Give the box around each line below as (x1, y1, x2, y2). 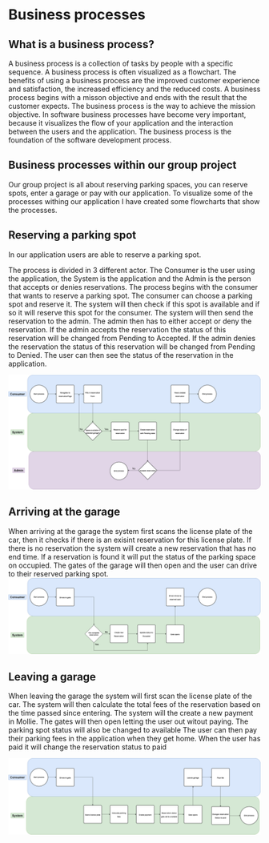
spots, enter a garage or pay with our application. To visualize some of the (8, 188, 254, 198)
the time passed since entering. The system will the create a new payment (8, 709, 254, 718)
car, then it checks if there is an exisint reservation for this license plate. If (8, 535, 252, 544)
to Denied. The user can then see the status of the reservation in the (8, 350, 234, 359)
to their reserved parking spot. (8, 568, 109, 578)
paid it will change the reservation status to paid (8, 742, 167, 752)
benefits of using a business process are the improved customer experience (8, 76, 260, 85)
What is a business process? (8, 38, 155, 51)
